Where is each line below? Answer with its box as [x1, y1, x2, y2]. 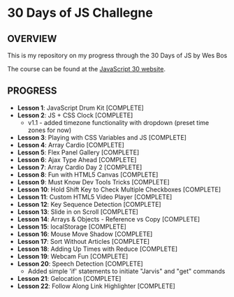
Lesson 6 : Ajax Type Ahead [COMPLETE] [17, 155, 137, 164]
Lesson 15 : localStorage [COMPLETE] [17, 222, 127, 231]
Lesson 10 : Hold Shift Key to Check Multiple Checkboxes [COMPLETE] [17, 185, 221, 194]
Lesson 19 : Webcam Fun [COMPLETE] [17, 252, 129, 260]
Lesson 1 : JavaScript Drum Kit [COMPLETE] [17, 103, 145, 112]
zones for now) [27, 126, 72, 134]
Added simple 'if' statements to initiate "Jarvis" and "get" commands [27, 267, 226, 275]
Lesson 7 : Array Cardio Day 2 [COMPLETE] [17, 163, 142, 171]
